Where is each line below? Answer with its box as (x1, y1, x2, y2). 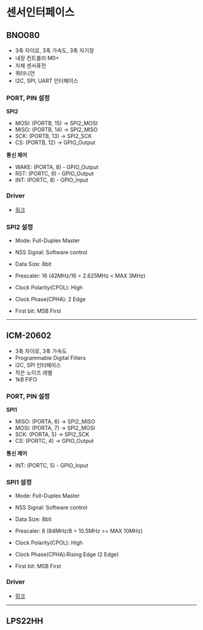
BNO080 (6, 30, 40, 40)
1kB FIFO (14, 376, 37, 383)
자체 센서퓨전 (14, 62, 47, 69)
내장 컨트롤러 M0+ (14, 55, 59, 61)
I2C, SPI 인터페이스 (14, 361, 62, 368)
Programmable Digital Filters (14, 354, 86, 361)
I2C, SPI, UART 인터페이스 (14, 77, 79, 84)
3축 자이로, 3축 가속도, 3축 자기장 (14, 47, 95, 54)
